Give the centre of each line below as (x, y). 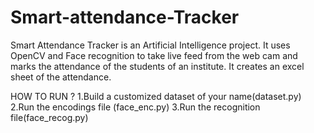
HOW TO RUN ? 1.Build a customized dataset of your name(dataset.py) (156, 96)
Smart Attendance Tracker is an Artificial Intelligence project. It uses (150, 45)
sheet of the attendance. (61, 77)
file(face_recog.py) (49, 117)
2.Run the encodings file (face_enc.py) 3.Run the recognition (135, 107)
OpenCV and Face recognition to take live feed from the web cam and (154, 55)
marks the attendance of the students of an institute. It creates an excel (157, 66)
